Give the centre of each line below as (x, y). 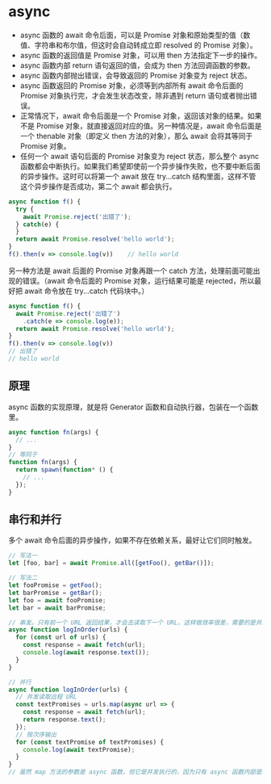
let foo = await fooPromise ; (57, 600)
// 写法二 (23, 578)
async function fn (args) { (54, 432)
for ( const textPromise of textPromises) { (90, 742)
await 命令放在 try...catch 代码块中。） (86, 291)
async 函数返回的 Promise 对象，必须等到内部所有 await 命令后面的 (131, 85)
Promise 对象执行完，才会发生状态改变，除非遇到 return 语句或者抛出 (135, 95)
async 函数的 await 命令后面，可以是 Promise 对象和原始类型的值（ (131, 35)
